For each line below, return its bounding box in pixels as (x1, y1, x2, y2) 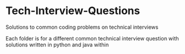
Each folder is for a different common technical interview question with (5, 35, 179, 42)
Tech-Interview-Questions (5, 4, 140, 18)
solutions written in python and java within (5, 41, 109, 48)
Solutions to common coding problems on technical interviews (5, 23, 159, 31)
